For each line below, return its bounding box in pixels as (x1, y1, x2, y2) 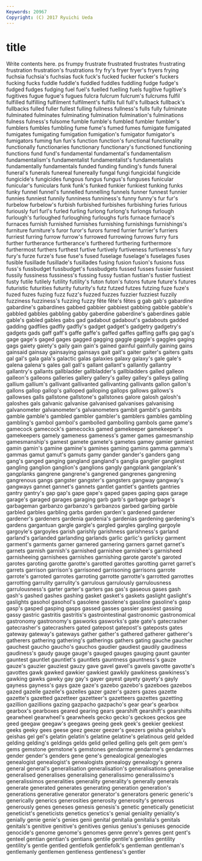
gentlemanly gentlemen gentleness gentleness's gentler (6, 848, 146, 856)
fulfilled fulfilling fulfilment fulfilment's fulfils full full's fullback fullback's (6, 99, 185, 106)
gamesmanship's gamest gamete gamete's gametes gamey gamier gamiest (6, 438, 194, 446)
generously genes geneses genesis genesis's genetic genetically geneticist (6, 803, 194, 811)
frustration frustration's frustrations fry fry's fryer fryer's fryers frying (6, 67, 179, 74)
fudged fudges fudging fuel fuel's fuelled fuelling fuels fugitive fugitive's (6, 86, 187, 93)
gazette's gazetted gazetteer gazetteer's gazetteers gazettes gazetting (6, 695, 183, 702)
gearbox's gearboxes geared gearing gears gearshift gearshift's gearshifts (6, 707, 192, 714)
